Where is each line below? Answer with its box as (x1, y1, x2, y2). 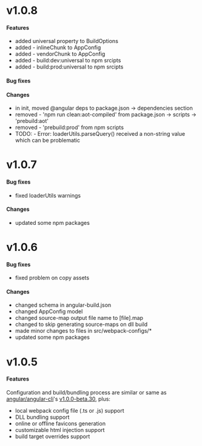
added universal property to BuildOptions (15, 38, 118, 45)
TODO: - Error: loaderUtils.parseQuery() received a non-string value (15, 130, 186, 138)
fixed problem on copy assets (15, 274, 90, 282)
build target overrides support (15, 433, 90, 440)
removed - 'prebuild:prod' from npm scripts (15, 124, 124, 131)
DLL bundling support (15, 413, 70, 421)
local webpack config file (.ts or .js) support (15, 407, 124, 414)
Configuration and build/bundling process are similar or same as (6, 388, 167, 396)
